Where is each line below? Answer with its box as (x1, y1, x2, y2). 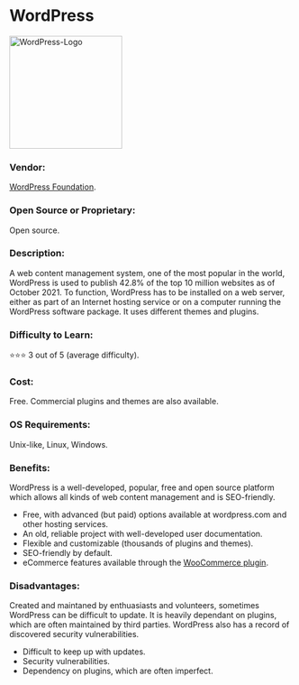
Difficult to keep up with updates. (22, 646, 146, 657)
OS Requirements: (9, 419, 91, 431)
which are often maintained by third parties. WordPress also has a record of (9, 619, 290, 630)
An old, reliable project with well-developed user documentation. (22, 529, 263, 540)
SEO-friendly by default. (22, 548, 113, 559)
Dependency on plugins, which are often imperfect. (22, 665, 213, 677)
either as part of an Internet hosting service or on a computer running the (9, 296, 282, 307)
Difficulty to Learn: (9, 329, 94, 341)
